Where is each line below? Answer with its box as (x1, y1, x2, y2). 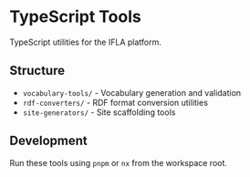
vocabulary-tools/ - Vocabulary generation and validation (22, 87, 242, 98)
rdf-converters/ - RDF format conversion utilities (22, 97, 208, 108)
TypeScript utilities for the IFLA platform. (9, 36, 162, 47)
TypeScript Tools (9, 6, 141, 27)
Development (9, 133, 89, 149)
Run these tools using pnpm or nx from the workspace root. (9, 157, 228, 168)
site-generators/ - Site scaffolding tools (22, 107, 176, 118)
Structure (9, 63, 66, 78)
